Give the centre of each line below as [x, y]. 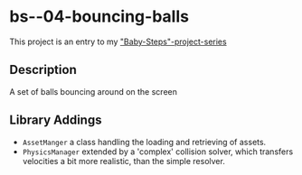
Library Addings [56, 120]
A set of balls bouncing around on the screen [94, 91]
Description [43, 70]
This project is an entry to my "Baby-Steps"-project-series [118, 41]
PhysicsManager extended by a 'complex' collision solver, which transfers [158, 152]
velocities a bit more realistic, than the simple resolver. [124, 161]
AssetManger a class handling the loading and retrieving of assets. [144, 142]
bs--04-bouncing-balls [99, 17]
